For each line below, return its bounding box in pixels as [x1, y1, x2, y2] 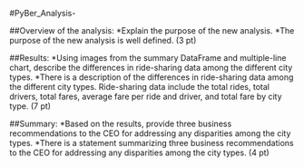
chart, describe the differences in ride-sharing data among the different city [9, 63, 293, 73]
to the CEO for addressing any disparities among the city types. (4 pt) [9, 147, 270, 158]
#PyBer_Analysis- [9, 8, 76, 18]
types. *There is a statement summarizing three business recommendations [9, 138, 294, 148]
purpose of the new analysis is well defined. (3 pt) [9, 35, 197, 45]
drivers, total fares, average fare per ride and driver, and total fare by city [9, 91, 283, 102]
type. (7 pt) [9, 101, 52, 112]
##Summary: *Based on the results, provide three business [9, 118, 232, 129]
